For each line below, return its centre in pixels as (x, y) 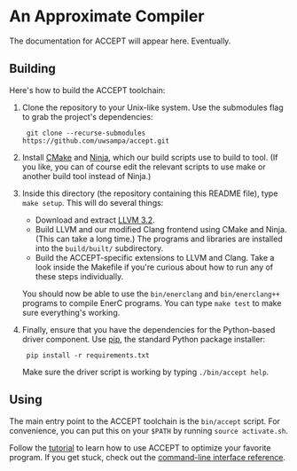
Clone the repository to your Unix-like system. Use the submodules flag (152, 107)
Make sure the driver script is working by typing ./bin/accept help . (145, 372)
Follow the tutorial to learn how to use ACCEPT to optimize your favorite (140, 447)
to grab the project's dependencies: (87, 116)
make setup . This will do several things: (93, 202)
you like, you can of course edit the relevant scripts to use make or (144, 167)
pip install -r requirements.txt (88, 355)
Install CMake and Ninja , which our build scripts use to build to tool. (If (150, 157)
